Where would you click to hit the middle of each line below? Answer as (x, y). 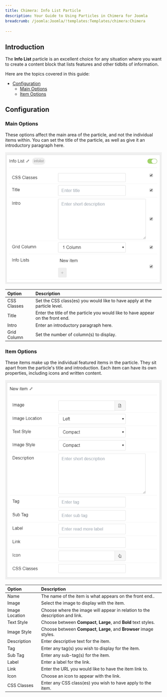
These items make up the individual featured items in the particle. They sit (81, 362)
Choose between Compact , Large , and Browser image (97, 629)
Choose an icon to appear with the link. (81, 676)
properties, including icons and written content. (54, 373)
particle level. (49, 306)
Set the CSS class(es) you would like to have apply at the (93, 301)
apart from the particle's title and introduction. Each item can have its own (81, 367)
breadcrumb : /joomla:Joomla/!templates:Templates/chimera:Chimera (75, 21)
